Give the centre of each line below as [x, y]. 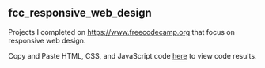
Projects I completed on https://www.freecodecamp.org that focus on [121, 32]
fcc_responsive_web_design [80, 13]
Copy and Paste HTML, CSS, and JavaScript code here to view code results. [132, 55]
